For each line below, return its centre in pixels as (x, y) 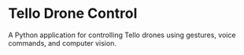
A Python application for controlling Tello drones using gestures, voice (122, 35)
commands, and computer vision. (62, 43)
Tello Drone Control (73, 14)
